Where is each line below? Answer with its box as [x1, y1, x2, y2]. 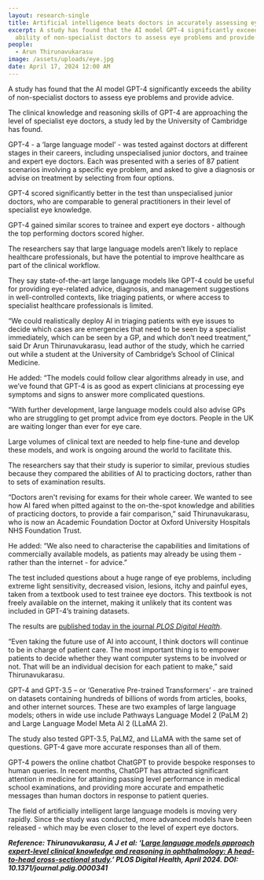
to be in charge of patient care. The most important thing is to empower [8, 645, 240, 654]
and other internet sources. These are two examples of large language [8, 702, 236, 711]
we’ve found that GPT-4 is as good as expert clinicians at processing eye [8, 381, 245, 390]
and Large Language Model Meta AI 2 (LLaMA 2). [8, 718, 168, 728]
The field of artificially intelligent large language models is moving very [8, 806, 237, 816]
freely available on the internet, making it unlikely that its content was [8, 598, 233, 607]
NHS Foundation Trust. [8, 526, 82, 535]
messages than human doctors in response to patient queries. [8, 790, 209, 800]
